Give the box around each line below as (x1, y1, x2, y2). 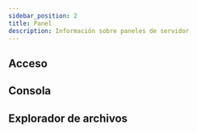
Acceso (8, 56, 48, 70)
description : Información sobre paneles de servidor (8, 27, 190, 35)
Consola (8, 84, 52, 98)
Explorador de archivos (8, 111, 128, 125)
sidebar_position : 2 (8, 11, 78, 20)
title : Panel (8, 19, 52, 27)
